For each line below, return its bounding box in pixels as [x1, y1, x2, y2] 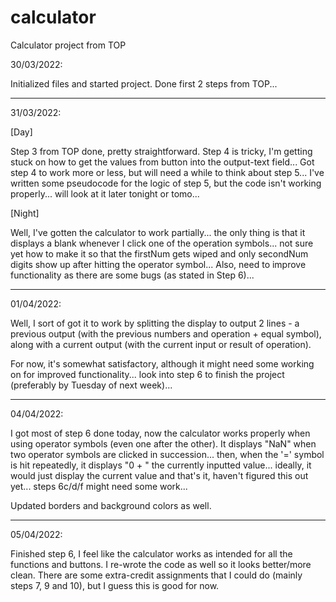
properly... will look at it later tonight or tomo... [10, 187, 200, 200]
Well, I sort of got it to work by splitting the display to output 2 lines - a [10, 317, 300, 329]
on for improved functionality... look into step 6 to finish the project [10, 368, 285, 380]
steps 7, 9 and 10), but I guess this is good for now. [10, 579, 220, 591]
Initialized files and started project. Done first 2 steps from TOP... [10, 77, 278, 90]
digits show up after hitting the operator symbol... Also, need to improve [10, 258, 307, 270]
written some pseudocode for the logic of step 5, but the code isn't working [10, 177, 322, 189]
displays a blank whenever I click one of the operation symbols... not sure [10, 237, 314, 249]
